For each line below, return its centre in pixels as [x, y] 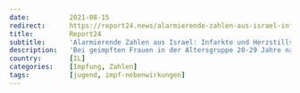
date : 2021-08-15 [59, 17]
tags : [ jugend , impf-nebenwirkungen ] [97, 75]
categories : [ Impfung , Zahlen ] [74, 67]
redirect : [28, 26]
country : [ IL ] [48, 58]
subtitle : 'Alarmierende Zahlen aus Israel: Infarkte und [129, 42]
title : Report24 [55, 34]
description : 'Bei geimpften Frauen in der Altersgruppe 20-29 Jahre [145, 50]
